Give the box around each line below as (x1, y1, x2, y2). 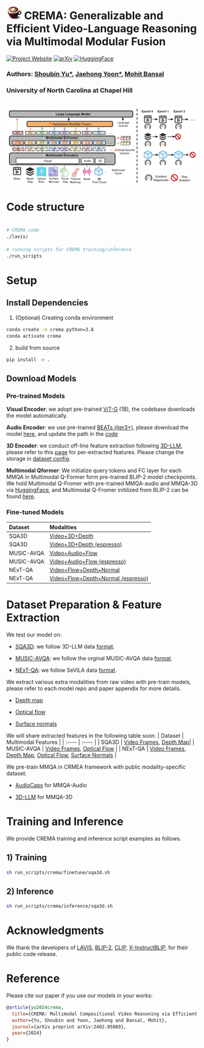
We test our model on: (6, 631, 62, 638)
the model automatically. (6, 412, 68, 419)
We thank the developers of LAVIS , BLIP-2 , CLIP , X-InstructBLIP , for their (6, 944, 189, 951)
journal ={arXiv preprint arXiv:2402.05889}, (12, 1024, 127, 1030)
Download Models (6, 373, 77, 383)
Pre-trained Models (6, 391, 65, 400)
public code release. (6, 950, 58, 958)
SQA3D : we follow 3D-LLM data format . (15, 643, 115, 650)
